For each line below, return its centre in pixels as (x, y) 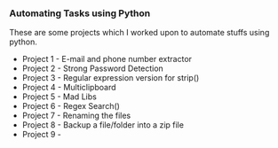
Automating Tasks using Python (80, 13)
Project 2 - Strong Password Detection (93, 68)
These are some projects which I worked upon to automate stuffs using (139, 33)
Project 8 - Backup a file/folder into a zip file (103, 125)
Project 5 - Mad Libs (60, 97)
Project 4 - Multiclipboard (69, 88)
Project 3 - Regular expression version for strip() (111, 78)
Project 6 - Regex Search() (71, 106)
